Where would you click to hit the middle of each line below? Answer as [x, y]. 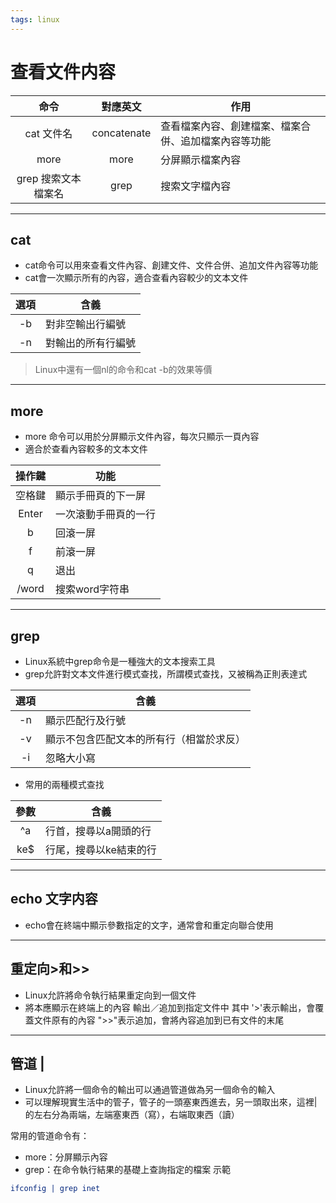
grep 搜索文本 [49, 178]
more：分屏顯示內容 [66, 1157]
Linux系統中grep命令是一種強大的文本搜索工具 [120, 661]
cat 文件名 [48, 133]
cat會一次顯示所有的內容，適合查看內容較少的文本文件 [136, 278]
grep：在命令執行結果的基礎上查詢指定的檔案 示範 [128, 1170]
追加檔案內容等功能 [226, 141]
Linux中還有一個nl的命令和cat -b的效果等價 [123, 370]
